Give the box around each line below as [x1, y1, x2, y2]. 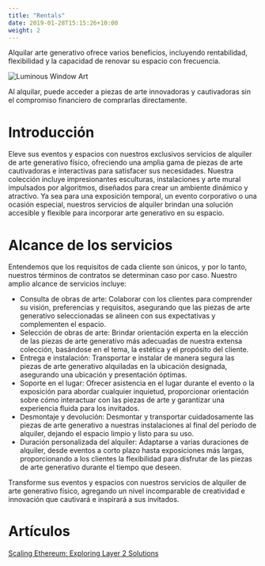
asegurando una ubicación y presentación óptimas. [19, 370, 187, 380]
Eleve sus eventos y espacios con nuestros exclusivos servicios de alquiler [8, 150, 252, 159]
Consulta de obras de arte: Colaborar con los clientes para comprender [19, 294, 253, 304]
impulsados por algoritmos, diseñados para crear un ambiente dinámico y [8, 183, 248, 192]
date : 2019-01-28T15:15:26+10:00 [8, 19, 119, 27]
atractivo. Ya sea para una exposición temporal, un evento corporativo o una [8, 192, 257, 201]
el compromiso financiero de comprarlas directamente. [8, 96, 187, 105]
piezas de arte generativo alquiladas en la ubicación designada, [19, 362, 228, 371]
